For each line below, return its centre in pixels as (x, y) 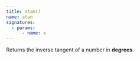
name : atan (19, 17)
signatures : (21, 22)
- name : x (34, 33)
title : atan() (24, 11)
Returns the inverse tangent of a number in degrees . (70, 50)
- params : (23, 28)
